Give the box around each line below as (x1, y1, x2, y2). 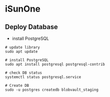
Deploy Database (5, 23, 58, 31)
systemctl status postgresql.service (5, 75, 81, 80)
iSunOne (5, 3, 41, 15)
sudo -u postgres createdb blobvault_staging (5, 87, 98, 92)
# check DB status (5, 70, 42, 75)
